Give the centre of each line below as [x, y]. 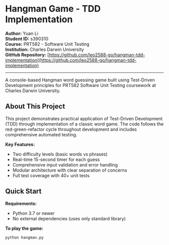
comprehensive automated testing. [41, 134]
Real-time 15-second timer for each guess [56, 159]
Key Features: [20, 144]
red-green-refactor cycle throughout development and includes [71, 129]
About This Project [35, 106]
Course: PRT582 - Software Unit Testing [47, 44]
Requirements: [21, 203]
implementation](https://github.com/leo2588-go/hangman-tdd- [71, 60]
